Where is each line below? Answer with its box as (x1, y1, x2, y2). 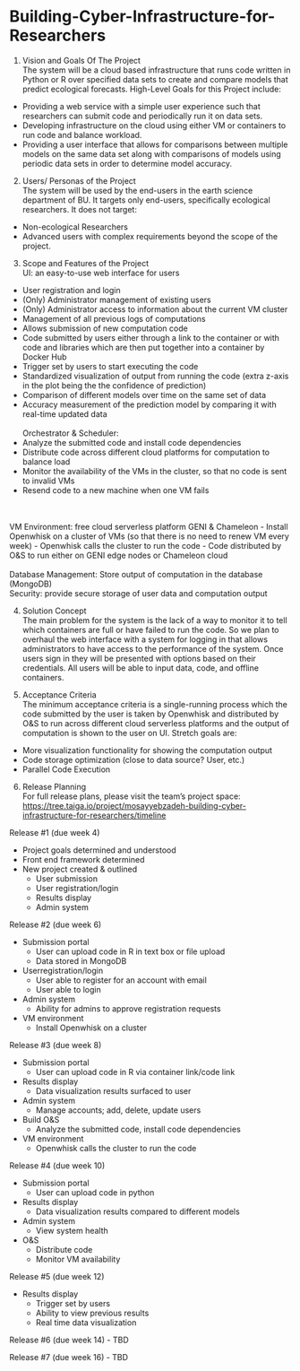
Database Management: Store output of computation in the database (9, 568, 263, 579)
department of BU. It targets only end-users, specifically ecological (21, 195, 270, 205)
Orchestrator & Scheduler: (21, 428, 119, 438)
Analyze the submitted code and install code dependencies (21, 437, 242, 447)
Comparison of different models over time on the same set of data (21, 389, 267, 400)
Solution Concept (21, 605, 87, 616)
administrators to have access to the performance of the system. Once (21, 643, 284, 654)
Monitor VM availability (35, 1254, 121, 1264)
